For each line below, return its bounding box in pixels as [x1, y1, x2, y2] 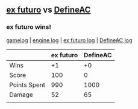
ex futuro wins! [6, 23, 52, 31]
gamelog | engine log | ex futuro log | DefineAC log [6, 36, 133, 44]
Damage [9, 90, 33, 99]
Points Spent [9, 81, 45, 89]
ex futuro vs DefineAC [6, 5, 91, 15]
